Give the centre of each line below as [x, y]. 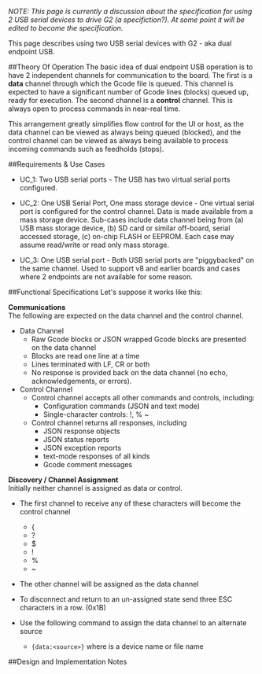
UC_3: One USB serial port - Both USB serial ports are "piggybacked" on [137, 260]
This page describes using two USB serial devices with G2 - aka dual [120, 43]
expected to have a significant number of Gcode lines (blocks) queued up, [129, 92]
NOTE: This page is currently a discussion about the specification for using [130, 11]
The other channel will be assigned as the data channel [109, 584]
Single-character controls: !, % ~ [96, 414]
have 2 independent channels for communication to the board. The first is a [131, 75]
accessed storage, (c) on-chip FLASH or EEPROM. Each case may [127, 236]
